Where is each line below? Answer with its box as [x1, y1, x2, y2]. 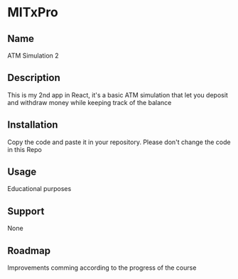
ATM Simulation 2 [7, 51, 59, 60]
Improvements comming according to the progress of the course [7, 263, 197, 272]
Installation [7, 119, 58, 131]
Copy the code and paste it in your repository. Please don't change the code [7, 138, 231, 146]
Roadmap [7, 244, 51, 256]
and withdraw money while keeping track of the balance [7, 98, 172, 106]
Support [7, 205, 45, 217]
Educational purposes [7, 185, 72, 193]
